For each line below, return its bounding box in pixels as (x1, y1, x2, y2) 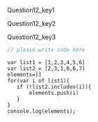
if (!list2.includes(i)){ (16, 83, 92, 90)
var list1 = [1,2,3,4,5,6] (7, 59, 85, 66)
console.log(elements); (7, 107, 76, 114)
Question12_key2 (7, 20, 56, 27)
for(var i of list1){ (7, 77, 70, 84)
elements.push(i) (28, 89, 79, 96)
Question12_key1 (7, 6, 55, 14)
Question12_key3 (7, 33, 56, 41)
